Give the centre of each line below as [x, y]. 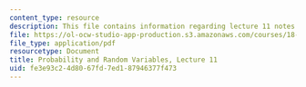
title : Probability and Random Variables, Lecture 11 [114, 60]
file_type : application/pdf [63, 43]
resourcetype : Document [55, 52]
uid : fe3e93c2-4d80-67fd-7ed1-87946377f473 [93, 69]
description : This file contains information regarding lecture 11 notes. [154, 26]
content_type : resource [55, 18]
